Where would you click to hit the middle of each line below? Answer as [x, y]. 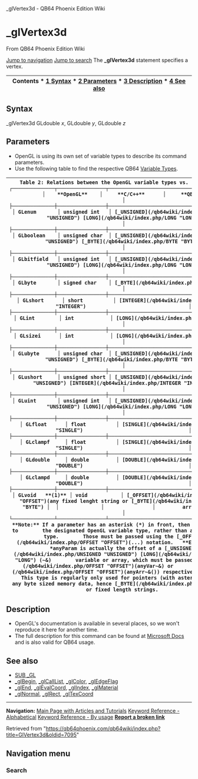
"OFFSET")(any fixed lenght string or [74, 501]
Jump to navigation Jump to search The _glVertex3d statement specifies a [97, 60]
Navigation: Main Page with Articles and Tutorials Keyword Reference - [93, 711]
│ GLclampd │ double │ [70, 477]
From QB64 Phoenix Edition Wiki [46, 48]
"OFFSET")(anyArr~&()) [128, 572]
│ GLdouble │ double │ [70, 459]
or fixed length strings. [122, 589]
